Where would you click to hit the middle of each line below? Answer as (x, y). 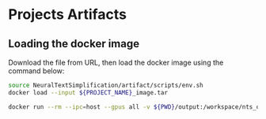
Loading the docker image (74, 44)
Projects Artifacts (67, 15)
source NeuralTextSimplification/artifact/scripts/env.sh (106, 85)
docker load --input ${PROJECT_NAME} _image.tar (88, 92)
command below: (36, 71)
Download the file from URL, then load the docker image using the (116, 62)
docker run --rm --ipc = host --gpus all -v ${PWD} (92, 107)
